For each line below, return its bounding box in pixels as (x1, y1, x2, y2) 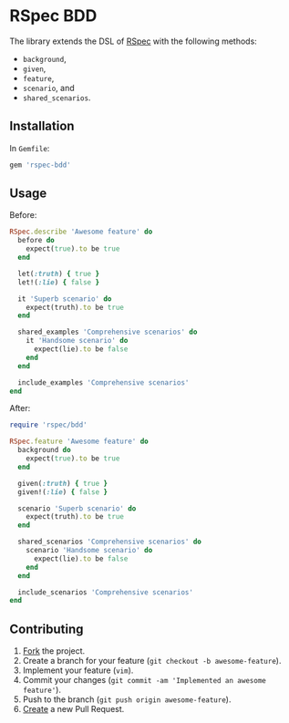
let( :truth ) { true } (17, 269, 100, 278)
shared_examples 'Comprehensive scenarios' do (17, 327, 198, 337)
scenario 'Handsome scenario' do (26, 546, 153, 555)
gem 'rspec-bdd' (9, 160, 71, 170)
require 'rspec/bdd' (9, 420, 88, 429)
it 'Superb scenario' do (17, 294, 112, 304)
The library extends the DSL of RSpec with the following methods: (9, 36, 257, 46)
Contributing (9, 621, 84, 636)
